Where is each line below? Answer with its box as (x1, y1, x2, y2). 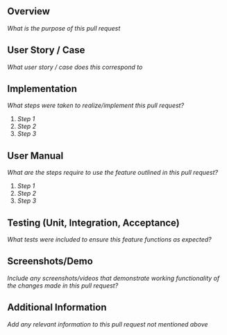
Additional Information (7, 302, 107, 313)
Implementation (7, 83, 78, 95)
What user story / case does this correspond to (7, 63, 143, 71)
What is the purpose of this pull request (7, 24, 121, 32)
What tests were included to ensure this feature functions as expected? (7, 235, 212, 244)
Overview (7, 6, 51, 17)
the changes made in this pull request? (7, 281, 119, 290)
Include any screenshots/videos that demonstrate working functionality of (7, 274, 220, 282)
